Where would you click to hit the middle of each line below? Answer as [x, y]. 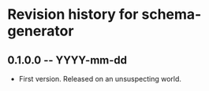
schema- [172, 15]
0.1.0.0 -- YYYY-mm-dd [67, 60]
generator [41, 31]
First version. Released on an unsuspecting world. [100, 79]
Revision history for [73, 15]
